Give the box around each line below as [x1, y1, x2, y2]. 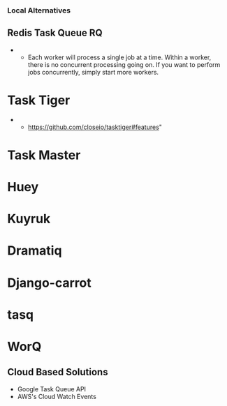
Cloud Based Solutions [7, 366, 108, 378]
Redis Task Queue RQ [7, 27, 103, 39]
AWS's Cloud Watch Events [17, 392, 96, 400]
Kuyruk [7, 211, 51, 227]
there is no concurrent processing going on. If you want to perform [27, 60, 221, 68]
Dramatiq [7, 243, 62, 259]
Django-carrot [7, 275, 92, 291]
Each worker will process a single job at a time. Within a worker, [27, 53, 212, 61]
